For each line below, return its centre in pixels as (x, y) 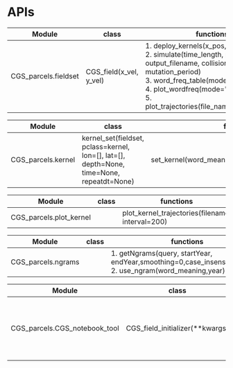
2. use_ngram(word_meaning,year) (168, 270)
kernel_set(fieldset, (113, 138)
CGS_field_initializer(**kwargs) (177, 328)
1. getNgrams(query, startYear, (162, 253)
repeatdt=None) (108, 181)
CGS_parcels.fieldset (45, 76)
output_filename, (172, 63)
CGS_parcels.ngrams (45, 262)
